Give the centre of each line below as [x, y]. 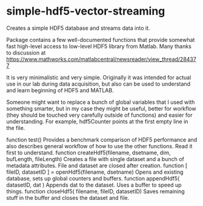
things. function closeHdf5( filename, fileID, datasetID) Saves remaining [95, 191]
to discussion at [26, 52]
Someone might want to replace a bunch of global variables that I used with [101, 102]
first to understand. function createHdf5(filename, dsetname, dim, [88, 153]
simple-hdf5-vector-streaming [86, 11]
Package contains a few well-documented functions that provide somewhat [101, 39]
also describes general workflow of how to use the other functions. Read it [99, 146]
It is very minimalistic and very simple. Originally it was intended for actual [99, 77]
